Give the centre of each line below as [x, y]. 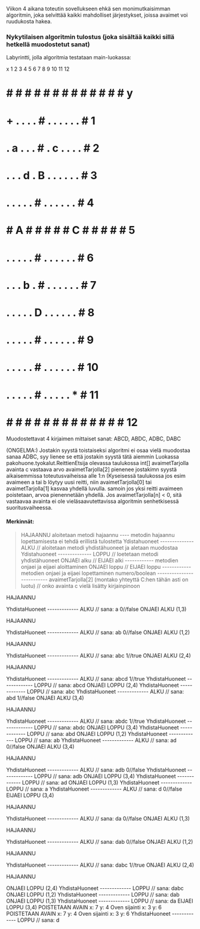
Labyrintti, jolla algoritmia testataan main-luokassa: [69, 58]
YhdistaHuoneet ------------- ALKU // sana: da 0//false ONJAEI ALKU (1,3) [98, 818]
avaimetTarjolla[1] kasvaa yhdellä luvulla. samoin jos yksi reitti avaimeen [95, 488]
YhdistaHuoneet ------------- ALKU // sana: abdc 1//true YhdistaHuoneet [96, 721]
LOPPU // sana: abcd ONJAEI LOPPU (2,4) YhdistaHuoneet [106, 685]
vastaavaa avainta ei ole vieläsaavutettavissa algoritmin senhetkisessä [93, 501]
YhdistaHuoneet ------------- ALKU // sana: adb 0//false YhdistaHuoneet [96, 770]
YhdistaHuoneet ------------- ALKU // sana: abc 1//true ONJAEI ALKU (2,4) [99, 655]
